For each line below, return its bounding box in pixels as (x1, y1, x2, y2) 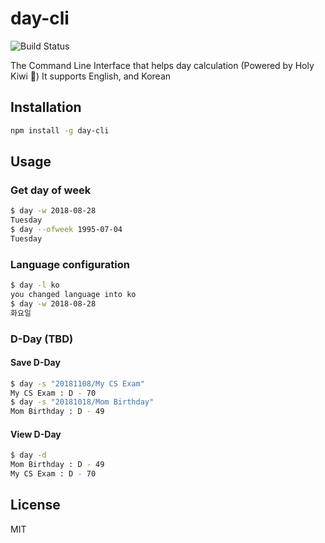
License (10, 497, 61, 514)
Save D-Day (10, 357, 61, 369)
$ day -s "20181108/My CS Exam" (10, 378, 145, 389)
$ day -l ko (10, 280, 60, 291)
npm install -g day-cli (10, 125, 110, 136)
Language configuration (10, 257, 130, 271)
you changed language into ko (10, 289, 137, 299)
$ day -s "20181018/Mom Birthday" (10, 397, 155, 407)
